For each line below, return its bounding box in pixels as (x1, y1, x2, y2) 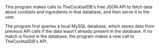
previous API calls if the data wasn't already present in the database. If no (5, 29, 153, 34)
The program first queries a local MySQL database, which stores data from (5, 23, 155, 29)
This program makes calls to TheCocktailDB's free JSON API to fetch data (5, 4, 153, 10)
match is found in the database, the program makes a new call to (5, 33, 135, 39)
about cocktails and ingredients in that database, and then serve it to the (5, 9, 150, 15)
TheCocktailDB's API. (5, 38, 48, 44)
